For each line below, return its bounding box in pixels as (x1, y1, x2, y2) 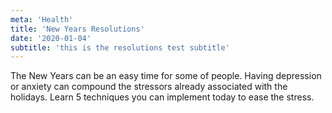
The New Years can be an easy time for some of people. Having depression (10, 70, 322, 82)
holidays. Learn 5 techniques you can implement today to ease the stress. (10, 91, 315, 103)
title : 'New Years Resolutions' (10, 24, 145, 34)
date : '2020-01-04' (10, 33, 92, 43)
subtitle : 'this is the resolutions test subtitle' (10, 42, 230, 53)
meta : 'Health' (10, 14, 74, 25)
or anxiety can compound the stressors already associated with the (10, 81, 288, 93)
